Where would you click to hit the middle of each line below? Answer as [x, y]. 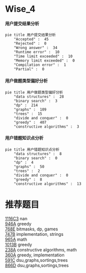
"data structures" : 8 [38, 154]
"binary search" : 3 [35, 101]
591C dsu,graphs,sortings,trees [36, 260]
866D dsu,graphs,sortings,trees [37, 265]
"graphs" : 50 [29, 167]
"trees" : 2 [27, 171]
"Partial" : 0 [29, 69]
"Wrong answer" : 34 [35, 48]
